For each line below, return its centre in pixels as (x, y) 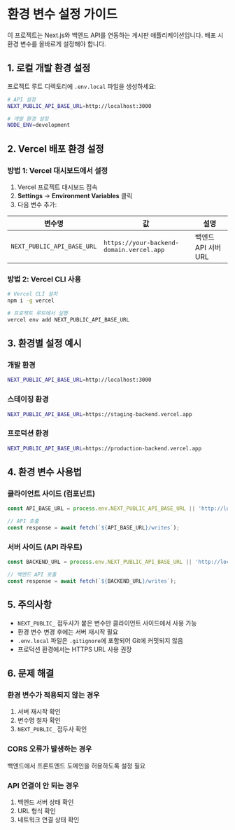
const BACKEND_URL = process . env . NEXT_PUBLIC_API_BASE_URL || (100, 562)
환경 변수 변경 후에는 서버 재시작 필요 (68, 632)
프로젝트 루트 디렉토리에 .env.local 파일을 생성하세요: (82, 86)
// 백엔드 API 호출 (32, 575)
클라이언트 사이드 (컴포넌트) (51, 493)
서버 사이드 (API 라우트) (45, 547)
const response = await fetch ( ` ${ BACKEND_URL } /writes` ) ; (92, 581)
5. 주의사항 (30, 605)
